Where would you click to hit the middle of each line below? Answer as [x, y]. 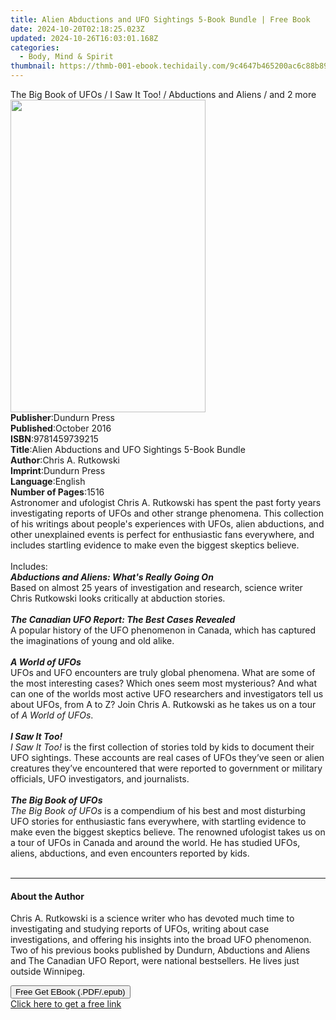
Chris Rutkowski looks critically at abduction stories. [118, 598]
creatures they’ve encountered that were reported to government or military [166, 768]
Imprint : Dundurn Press [58, 470]
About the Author [47, 896]
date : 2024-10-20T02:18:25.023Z [77, 29]
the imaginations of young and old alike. [92, 640]
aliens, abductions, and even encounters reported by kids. [130, 853]
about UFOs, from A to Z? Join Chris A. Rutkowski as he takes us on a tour [163, 704]
